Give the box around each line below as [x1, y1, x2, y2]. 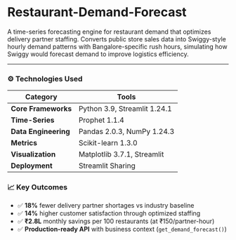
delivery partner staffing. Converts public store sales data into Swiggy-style [7, 34, 226, 43]
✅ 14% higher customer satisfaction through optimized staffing [17, 208, 201, 218]
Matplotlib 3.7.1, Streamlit [78, 149, 164, 159]
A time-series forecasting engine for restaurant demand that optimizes [7, 27, 211, 36]
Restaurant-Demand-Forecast [7, 4, 188, 20]
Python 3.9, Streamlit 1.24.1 [78, 104, 172, 114]
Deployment [11, 161, 53, 171]
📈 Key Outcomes [7, 182, 68, 192]
